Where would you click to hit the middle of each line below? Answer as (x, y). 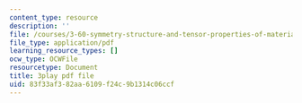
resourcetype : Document (54, 68)
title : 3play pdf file (52, 76)
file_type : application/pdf (62, 43)
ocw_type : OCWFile (44, 59)
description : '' (40, 26)
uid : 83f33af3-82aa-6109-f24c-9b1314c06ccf (92, 84)
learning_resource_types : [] (64, 51)
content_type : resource (54, 17)
